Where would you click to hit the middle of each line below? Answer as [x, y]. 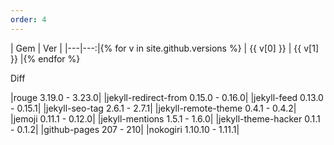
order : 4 [28, 19]
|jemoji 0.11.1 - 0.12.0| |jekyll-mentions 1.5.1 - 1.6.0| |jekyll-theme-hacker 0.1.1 [165, 118]
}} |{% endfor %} [45, 58]
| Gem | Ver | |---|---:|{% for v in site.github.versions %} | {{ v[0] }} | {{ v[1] [164, 48]
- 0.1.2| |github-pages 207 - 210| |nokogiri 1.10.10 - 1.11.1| [125, 129]
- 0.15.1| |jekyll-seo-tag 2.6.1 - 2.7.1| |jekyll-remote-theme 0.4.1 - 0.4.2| [153, 108]
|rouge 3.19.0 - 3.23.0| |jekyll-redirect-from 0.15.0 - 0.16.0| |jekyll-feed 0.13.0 [167, 97]
